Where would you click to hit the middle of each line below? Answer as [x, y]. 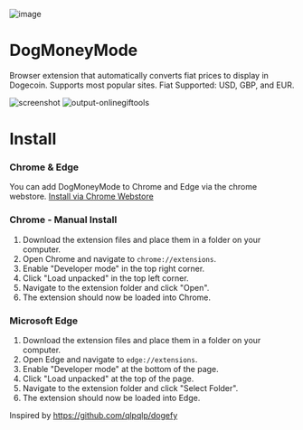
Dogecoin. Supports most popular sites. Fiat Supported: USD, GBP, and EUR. [152, 85]
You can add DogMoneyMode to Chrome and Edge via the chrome [133, 187]
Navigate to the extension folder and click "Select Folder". [130, 388]
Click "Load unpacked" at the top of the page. [108, 379]
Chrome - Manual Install [63, 220]
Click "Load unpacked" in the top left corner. [105, 278]
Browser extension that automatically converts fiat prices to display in [139, 75]
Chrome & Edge [44, 167]
